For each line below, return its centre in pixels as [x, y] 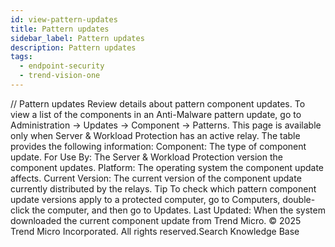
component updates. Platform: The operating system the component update [167, 167]
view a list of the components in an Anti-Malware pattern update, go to [156, 114]
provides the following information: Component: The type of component [158, 146]
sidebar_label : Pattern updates [77, 38]
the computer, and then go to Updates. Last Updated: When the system [178, 210]
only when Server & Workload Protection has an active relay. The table [155, 135]
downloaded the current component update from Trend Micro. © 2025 [156, 220]
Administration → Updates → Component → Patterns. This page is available [166, 125]
